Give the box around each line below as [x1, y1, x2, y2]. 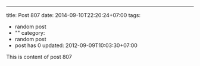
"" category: [14, 29, 45, 36]
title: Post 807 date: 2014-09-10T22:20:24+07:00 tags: [6, 12, 141, 18]
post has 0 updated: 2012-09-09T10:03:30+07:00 [14, 42, 138, 49]
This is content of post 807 [6, 54, 73, 60]
